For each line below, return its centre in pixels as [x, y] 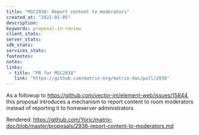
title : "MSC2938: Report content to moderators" [68, 12]
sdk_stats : [20, 45]
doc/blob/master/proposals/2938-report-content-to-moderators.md [90, 126]
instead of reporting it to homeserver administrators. [71, 108]
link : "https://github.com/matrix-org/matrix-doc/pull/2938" [92, 78]
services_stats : [26, 51]
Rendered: [19, 119]
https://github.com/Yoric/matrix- [73, 119]
